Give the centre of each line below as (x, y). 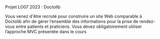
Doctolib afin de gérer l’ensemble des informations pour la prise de (72, 21)
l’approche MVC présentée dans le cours (46, 32)
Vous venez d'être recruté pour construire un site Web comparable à (73, 16)
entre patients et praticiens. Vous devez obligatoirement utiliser (79, 26)
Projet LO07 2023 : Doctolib (33, 7)
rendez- (147, 21)
